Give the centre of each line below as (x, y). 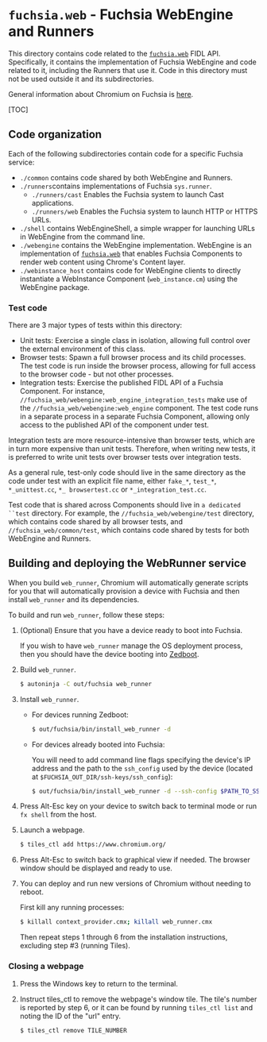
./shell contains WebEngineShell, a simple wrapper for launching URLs (137, 228)
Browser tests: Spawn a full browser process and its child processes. (133, 357)
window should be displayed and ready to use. (96, 868)
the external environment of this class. (82, 349)
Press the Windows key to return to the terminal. (99, 983)
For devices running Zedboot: (80, 714)
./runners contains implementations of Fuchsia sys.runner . (116, 186)
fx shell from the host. (58, 815)
